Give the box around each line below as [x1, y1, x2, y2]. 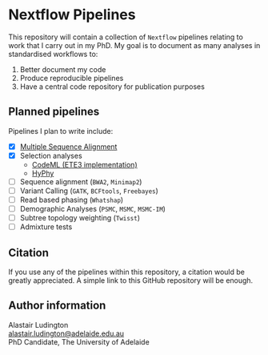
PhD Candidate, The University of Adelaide [8, 337, 150, 346]
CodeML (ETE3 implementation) [31, 159, 138, 169]
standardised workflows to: [8, 49, 98, 58]
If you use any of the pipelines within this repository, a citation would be [8, 267, 246, 277]
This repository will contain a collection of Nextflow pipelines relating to [8, 32, 244, 42]
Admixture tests [19, 222, 73, 232]
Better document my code [19, 64, 106, 74]
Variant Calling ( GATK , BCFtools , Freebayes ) [19, 186, 158, 196]
